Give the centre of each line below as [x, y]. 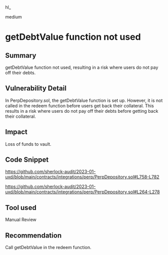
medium [13, 17]
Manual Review [21, 220]
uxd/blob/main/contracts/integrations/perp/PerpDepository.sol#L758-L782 [82, 177]
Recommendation [33, 235]
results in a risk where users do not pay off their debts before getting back [82, 111]
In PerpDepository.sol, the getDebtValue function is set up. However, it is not [84, 100]
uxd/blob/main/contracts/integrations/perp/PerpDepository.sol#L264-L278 [82, 192]
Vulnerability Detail [36, 89]
